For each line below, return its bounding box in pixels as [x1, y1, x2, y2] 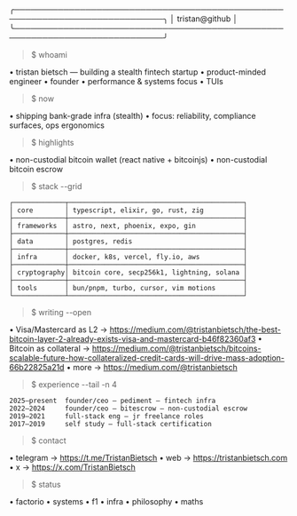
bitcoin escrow [9, 164, 64, 174]
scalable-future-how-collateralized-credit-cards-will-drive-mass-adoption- [9, 353, 285, 363]
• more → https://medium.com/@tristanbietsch [66, 362, 238, 372]
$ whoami [30, 50, 68, 60]
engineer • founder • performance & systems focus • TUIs [9, 76, 223, 86]
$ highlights [30, 138, 74, 147]
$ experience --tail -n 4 [30, 379, 118, 390]
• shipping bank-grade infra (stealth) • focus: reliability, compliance [9, 111, 257, 121]
